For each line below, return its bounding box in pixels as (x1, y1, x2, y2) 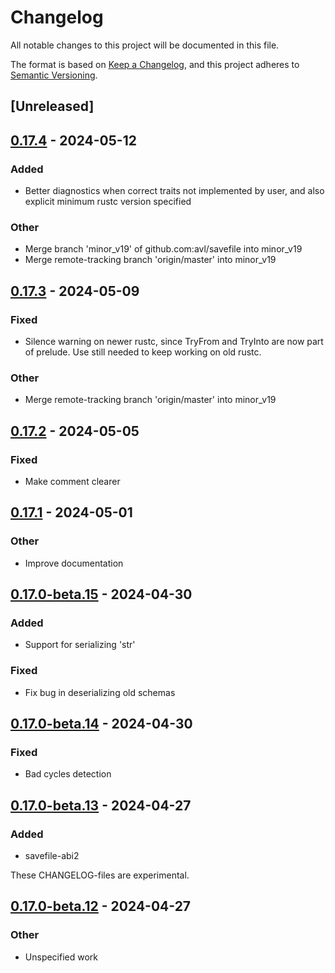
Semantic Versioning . (10, 69, 98, 81)
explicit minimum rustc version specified (24, 196, 192, 208)
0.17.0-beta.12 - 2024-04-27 (10, 898, 192, 915)
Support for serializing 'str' (24, 639, 136, 651)
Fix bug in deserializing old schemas (24, 686, 176, 698)
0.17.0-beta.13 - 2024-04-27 (10, 797, 192, 814)
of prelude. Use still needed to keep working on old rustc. (24, 346, 262, 358)
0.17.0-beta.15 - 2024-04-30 (10, 586, 193, 603)
